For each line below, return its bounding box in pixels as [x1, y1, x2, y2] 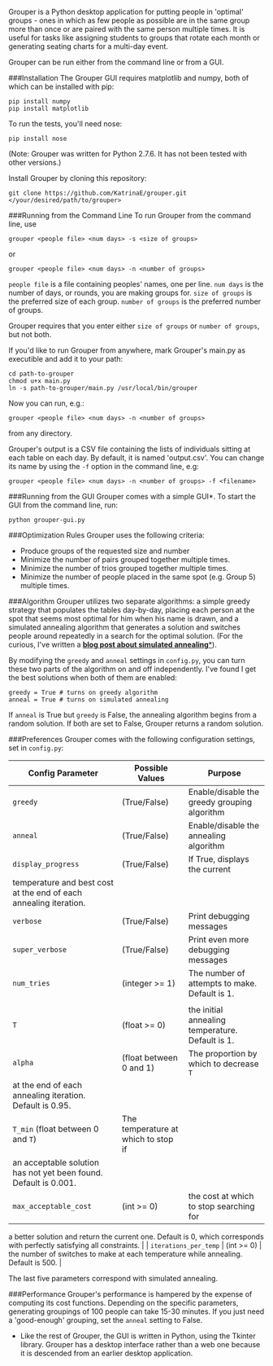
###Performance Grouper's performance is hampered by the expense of [8, 1289, 253, 1298]
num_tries [12, 979, 50, 988]
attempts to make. [188, 977, 258, 989]
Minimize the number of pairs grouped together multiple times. [19, 555, 230, 564]
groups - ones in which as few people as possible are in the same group [8, 15, 250, 25]
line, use [8, 219, 37, 229]
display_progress [12, 859, 80, 868]
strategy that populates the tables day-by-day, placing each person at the [8, 605, 255, 614]
